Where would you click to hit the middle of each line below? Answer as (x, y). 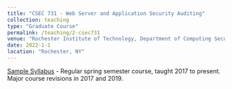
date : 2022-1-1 (29, 45)
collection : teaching (38, 20)
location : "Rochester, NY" (46, 52)
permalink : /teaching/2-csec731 (54, 33)
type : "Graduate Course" (43, 26)
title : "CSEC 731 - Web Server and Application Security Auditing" (106, 13)
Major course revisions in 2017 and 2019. (65, 78)
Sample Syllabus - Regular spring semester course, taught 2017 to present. (114, 71)
